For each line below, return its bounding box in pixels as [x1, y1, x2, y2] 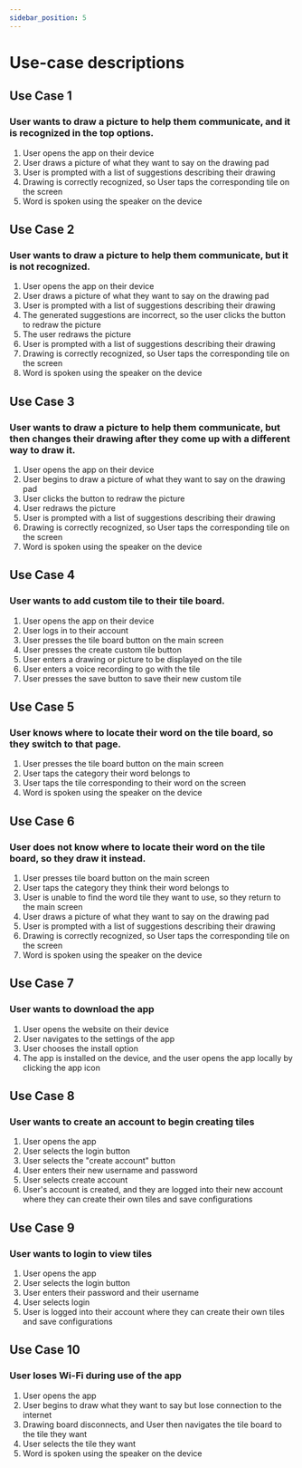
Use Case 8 [9, 1088, 75, 1104]
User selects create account [22, 1174, 128, 1185]
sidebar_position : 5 [9, 13, 88, 23]
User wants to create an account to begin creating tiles [9, 1115, 255, 1128]
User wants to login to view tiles [9, 1247, 152, 1260]
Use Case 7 [9, 976, 74, 991]
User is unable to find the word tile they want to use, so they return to [22, 892, 281, 903]
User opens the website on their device [22, 1023, 170, 1034]
